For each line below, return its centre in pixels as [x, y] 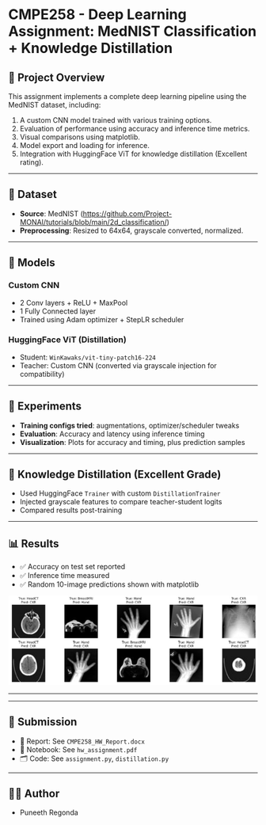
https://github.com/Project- [127, 213]
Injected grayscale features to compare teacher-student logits [121, 502]
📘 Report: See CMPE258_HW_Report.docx [82, 741]
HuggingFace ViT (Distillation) [67, 340]
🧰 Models [32, 263]
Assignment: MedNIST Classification [133, 31]
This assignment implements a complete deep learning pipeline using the [127, 96]
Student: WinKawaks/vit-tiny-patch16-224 [87, 357]
